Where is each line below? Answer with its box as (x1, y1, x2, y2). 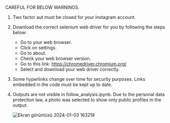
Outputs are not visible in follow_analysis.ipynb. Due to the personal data (12, 91, 165, 97)
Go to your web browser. (20, 39, 72, 45)
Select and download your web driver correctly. (20, 66, 120, 72)
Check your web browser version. (20, 55, 91, 61)
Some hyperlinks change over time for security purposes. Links (12, 76, 146, 82)
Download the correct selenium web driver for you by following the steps (12, 24, 165, 30)
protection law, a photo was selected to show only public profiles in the (12, 97, 161, 103)
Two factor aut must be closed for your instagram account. (12, 14, 136, 20)
